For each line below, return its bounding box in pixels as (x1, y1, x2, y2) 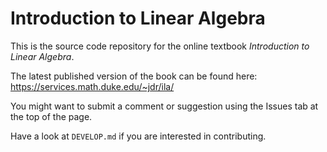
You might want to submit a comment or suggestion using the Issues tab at (10, 100, 319, 112)
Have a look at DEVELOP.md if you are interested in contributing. (10, 130, 267, 142)
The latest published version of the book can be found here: (10, 70, 258, 82)
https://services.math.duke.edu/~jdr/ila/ (10, 80, 175, 92)
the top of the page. (10, 110, 93, 122)
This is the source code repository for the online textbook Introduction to (10, 40, 310, 52)
